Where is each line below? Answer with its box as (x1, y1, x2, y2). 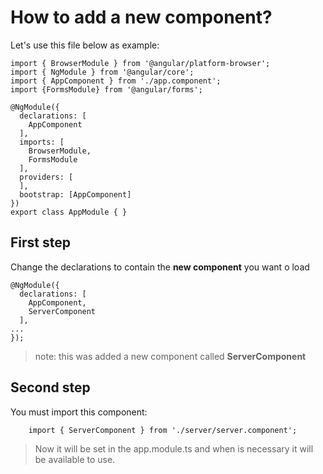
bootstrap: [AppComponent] (19, 189, 132, 200)
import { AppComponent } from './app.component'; (10, 76, 222, 86)
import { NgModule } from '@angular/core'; (10, 67, 195, 77)
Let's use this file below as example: (10, 39, 160, 51)
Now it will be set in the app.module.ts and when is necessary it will (34, 442, 314, 455)
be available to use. (34, 453, 116, 465)
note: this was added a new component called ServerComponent (34, 350, 307, 362)
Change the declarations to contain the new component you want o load (10, 261, 310, 273)
